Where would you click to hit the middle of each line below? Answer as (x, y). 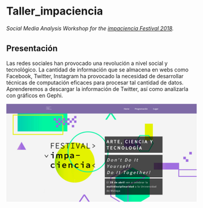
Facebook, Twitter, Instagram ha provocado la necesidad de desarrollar (95, 76)
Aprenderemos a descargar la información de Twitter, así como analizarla (97, 89)
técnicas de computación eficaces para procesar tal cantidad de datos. (95, 82)
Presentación (32, 49)
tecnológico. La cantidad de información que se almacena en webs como (98, 69)
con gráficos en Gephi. (35, 95)
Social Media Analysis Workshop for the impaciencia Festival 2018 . (90, 28)
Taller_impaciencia (55, 11)
